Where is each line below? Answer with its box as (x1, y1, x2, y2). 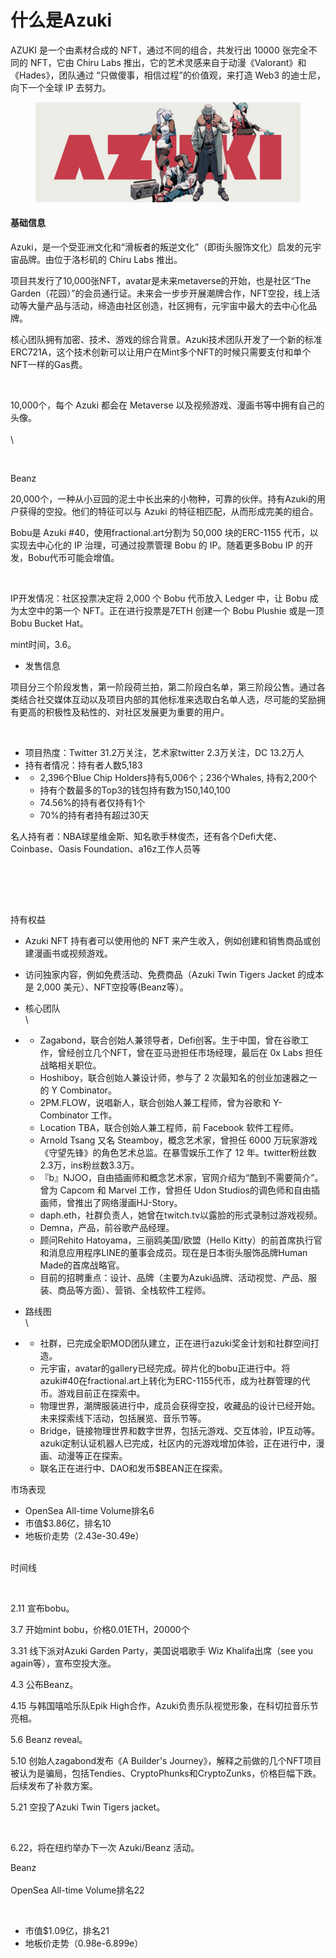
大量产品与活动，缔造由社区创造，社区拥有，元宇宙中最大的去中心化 (27, 299, 308, 311)
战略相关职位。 (39, 1059, 102, 1071)
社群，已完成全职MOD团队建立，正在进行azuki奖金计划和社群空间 (39, 1337, 311, 1349)
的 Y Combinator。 (39, 1084, 118, 1096)
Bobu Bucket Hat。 (10, 617, 89, 629)
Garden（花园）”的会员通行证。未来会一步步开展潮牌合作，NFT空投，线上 (10, 287, 312, 299)
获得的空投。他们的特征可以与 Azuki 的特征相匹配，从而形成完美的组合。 (18, 505, 319, 517)
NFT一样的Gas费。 (10, 358, 88, 370)
